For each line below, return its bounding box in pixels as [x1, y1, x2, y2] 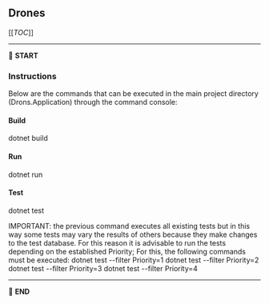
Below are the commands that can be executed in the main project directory [8, 89, 259, 98]
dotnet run [8, 170, 43, 179]
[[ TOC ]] [8, 27, 34, 37]
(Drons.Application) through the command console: [8, 98, 178, 107]
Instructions [8, 70, 58, 82]
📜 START [8, 50, 38, 60]
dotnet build [8, 134, 48, 143]
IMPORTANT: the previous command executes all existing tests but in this [8, 221, 251, 230]
